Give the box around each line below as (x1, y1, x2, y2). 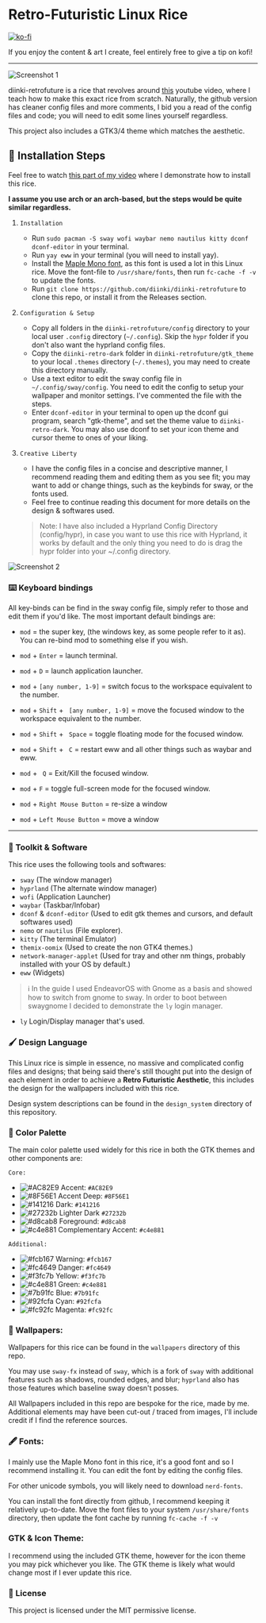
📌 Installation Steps (8, 149, 106, 163)
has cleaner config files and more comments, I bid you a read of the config (8, 102, 252, 112)
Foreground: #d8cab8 (59, 1216, 127, 1226)
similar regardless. (8, 202, 71, 212)
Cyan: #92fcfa (55, 1296, 101, 1305)
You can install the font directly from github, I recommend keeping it (8, 1496, 230, 1505)
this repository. (8, 1107, 58, 1116)
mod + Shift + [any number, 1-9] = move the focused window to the (19, 705, 245, 715)
